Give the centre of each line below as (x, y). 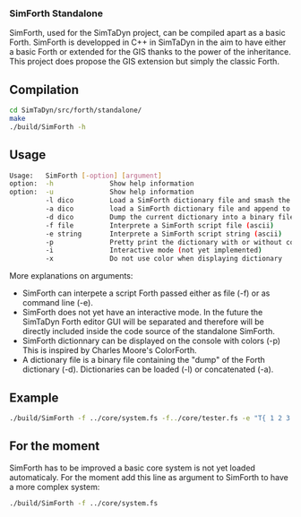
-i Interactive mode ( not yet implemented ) (154, 250)
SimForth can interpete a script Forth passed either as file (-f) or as (146, 293)
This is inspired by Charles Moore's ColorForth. (109, 350)
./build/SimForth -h (48, 127)
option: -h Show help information (102, 184)
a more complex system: (55, 487)
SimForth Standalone (56, 13)
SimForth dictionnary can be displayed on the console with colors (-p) (151, 341)
